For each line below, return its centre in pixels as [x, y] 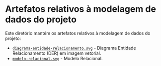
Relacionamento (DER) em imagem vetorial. [57, 53]
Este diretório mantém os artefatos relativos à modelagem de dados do [78, 33]
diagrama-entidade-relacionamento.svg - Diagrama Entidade [74, 48]
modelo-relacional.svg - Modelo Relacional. [57, 58]
